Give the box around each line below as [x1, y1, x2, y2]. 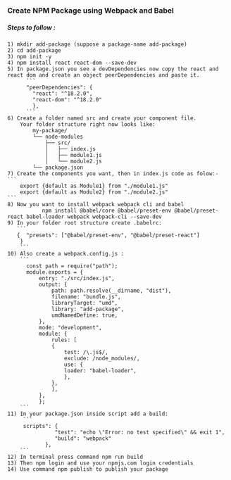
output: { [38, 281, 68, 288]
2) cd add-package [7, 46, 61, 54]
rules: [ [51, 336, 77, 343]
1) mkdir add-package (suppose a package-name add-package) [7, 41, 188, 48]
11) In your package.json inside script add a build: [7, 410, 169, 417]
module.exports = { [25, 268, 83, 276]
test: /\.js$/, [63, 348, 109, 355]
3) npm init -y [7, 53, 52, 60]
